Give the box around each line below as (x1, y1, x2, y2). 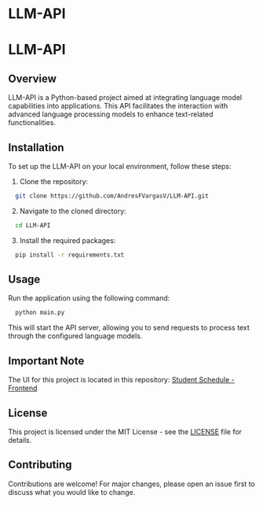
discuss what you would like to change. (8, 487, 136, 496)
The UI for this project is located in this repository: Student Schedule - (8, 375, 236, 385)
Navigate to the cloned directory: (19, 206, 127, 216)
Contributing (8, 458, 72, 472)
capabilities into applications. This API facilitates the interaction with (8, 101, 228, 111)
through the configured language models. (8, 331, 143, 341)
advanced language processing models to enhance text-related (8, 109, 214, 119)
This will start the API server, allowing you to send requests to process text (8, 323, 250, 333)
